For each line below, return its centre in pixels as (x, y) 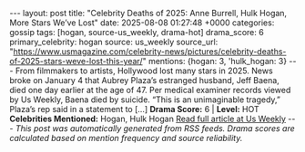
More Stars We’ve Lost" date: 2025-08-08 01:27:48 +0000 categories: (142, 23)
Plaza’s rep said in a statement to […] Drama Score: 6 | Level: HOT (134, 109)
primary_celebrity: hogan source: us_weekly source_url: (114, 42)
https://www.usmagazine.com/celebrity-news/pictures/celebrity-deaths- (150, 52)
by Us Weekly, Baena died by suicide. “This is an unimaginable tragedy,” (145, 100)
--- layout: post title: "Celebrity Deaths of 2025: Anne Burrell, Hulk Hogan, (148, 13)
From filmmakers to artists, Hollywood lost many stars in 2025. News (144, 71)
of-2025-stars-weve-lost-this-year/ (76, 61)
